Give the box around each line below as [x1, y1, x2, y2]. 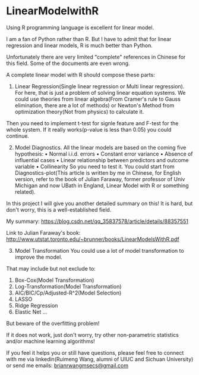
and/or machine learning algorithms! [6, 337, 95, 345]
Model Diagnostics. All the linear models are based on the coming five [14, 144, 187, 151]
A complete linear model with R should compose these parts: [6, 71, 156, 78]
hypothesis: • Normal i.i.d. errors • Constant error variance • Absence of [14, 150, 193, 157]
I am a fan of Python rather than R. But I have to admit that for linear [6, 35, 172, 42]
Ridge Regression [14, 302, 58, 309]
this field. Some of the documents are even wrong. [6, 60, 130, 67]
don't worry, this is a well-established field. [6, 206, 112, 213]
